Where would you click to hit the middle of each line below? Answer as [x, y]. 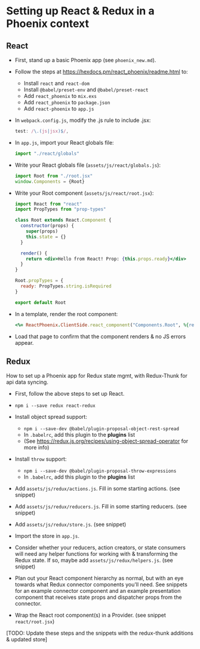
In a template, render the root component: [66, 314]
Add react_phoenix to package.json [67, 102]
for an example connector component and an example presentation [98, 591]
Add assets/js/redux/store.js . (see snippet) [70, 525]
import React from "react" [48, 204]
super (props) [42, 231]
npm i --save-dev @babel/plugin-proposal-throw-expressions [100, 471]
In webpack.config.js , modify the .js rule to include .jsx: [83, 120]
